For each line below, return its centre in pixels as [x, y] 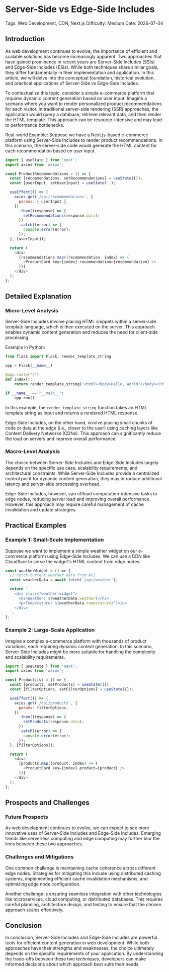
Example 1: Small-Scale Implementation [55, 540]
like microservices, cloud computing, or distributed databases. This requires [84, 899]
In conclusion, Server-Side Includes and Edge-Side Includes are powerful [81, 938]
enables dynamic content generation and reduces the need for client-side [82, 332]
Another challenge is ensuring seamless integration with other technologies [83, 894]
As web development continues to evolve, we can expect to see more [77, 828]
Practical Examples [36, 526]
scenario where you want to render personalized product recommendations [83, 104]
